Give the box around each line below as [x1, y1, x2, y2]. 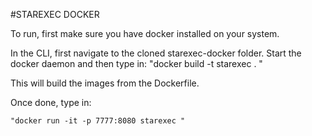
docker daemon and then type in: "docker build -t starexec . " [10, 58, 263, 69]
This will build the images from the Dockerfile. [10, 77, 200, 89]
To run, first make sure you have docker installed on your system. [10, 28, 280, 39]
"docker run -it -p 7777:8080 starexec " [10, 116, 186, 126]
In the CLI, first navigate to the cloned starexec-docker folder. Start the [10, 47, 302, 59]
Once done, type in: [10, 97, 92, 108]
